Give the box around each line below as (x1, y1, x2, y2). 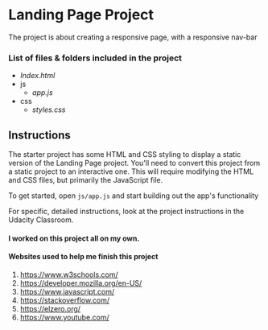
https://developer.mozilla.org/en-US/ (19, 278, 142, 287)
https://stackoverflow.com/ (19, 295, 110, 305)
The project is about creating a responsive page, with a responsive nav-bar (8, 32, 258, 42)
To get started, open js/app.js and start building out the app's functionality (8, 191, 259, 200)
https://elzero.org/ (19, 303, 81, 313)
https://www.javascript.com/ (19, 287, 115, 296)
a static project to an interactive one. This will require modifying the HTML (8, 167, 254, 176)
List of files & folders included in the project (8, 52, 183, 64)
